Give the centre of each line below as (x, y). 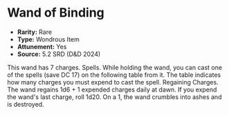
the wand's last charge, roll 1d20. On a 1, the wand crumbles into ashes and (114, 97)
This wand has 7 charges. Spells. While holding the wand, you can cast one (115, 67)
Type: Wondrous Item (48, 39)
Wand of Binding (56, 13)
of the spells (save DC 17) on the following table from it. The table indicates (114, 75)
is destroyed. (26, 104)
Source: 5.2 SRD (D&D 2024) (59, 54)
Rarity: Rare (35, 32)
